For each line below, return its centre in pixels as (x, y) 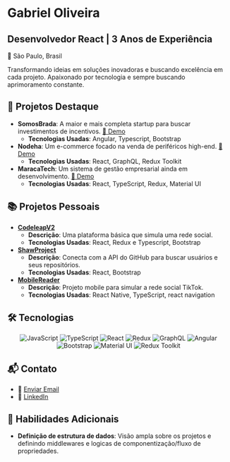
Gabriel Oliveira (54, 13)
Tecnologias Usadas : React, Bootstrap (84, 272)
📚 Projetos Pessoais (54, 207)
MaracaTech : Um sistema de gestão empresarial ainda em (103, 169)
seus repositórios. (54, 265)
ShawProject (37, 250)
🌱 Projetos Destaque (53, 107)
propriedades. (38, 451)
